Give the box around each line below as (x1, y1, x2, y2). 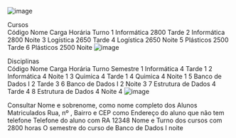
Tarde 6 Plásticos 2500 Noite (7, 43, 92, 51)
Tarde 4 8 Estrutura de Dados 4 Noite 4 (7, 87, 123, 95)
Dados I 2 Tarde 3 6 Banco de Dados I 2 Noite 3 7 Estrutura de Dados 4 (7, 80, 217, 88)
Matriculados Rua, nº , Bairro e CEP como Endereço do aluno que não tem (7, 109, 225, 117)
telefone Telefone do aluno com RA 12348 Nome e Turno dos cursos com (7, 116, 222, 124)
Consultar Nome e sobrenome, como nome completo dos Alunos (7, 101, 198, 110)
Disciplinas (7, 57, 40, 65)
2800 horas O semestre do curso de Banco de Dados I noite (7, 124, 183, 132)
